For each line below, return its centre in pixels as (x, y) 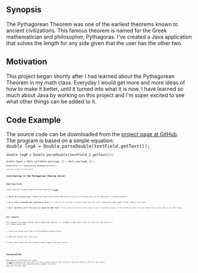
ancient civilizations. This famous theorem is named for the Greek (87, 30)
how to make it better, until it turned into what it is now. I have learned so (95, 89)
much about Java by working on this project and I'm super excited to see (95, 95)
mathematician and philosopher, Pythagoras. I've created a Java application (99, 37)
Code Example (34, 120)
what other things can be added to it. (51, 101)
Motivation (27, 62)
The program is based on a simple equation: (60, 141)
